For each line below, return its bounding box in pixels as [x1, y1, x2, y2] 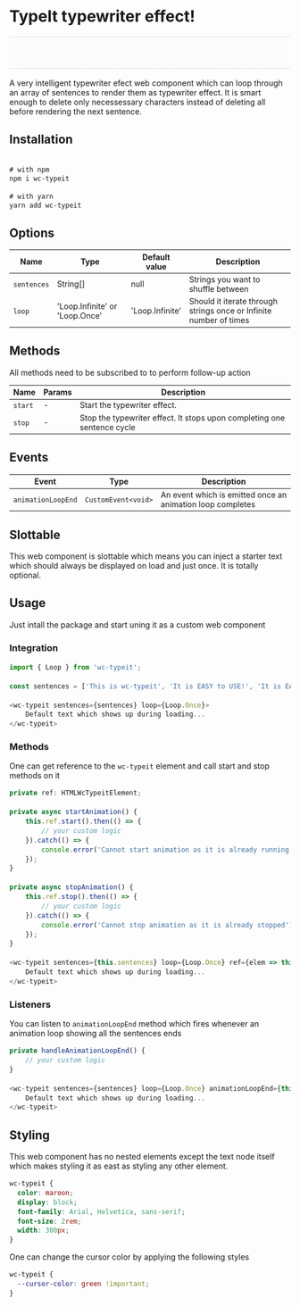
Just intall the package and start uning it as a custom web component [9, 619, 266, 630]
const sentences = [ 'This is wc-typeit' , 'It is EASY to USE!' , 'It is [9, 681, 281, 691]
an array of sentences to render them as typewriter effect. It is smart [9, 87, 262, 97]
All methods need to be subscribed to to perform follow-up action [9, 367, 252, 378]
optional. [9, 570, 42, 580]
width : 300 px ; [17, 1226, 70, 1235]
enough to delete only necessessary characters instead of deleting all [9, 96, 266, 107]
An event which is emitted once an [160, 489, 287, 500]
